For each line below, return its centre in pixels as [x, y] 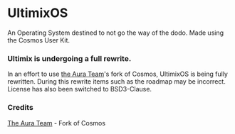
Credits [20, 108]
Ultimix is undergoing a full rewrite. [69, 58]
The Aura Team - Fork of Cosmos [56, 123]
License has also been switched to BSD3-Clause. [79, 89]
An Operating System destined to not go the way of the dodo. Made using [116, 33]
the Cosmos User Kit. [38, 40]
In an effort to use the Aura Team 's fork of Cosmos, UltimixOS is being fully [117, 74]
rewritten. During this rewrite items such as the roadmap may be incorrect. [116, 82]
